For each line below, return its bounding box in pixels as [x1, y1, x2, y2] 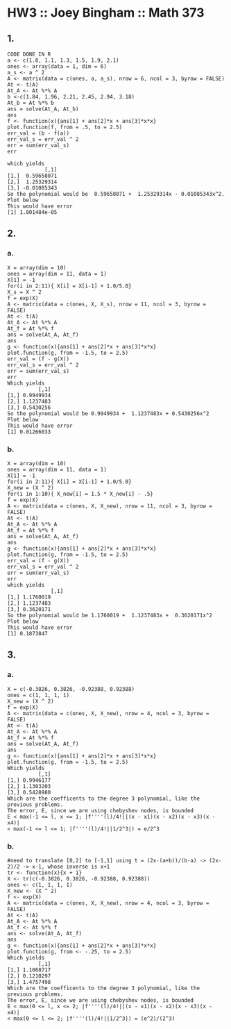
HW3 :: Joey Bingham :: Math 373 [7, 5, 205, 21]
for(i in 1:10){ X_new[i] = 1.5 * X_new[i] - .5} [7, 490, 154, 497]
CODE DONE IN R [7, 51, 51, 58]
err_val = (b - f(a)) [7, 130, 70, 137]
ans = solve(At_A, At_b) [7, 106, 79, 112]
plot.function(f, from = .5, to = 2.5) [7, 124, 123, 131]
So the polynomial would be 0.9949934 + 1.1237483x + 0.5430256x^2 [7, 410, 209, 417]
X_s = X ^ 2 [7, 288, 42, 296]
